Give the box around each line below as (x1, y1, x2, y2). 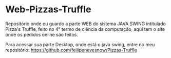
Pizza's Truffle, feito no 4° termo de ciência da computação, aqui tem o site (5, 26, 165, 32)
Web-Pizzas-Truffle (5, 4, 91, 15)
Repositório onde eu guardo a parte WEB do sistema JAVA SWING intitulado (5, 21, 166, 27)
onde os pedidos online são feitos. (5, 31, 79, 37)
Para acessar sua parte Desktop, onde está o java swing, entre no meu (5, 41, 155, 47)
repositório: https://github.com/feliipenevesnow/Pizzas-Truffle (5, 47, 137, 53)
